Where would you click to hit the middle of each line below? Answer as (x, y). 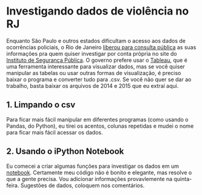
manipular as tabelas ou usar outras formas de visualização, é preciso (94, 73)
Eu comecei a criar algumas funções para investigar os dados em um (93, 166)
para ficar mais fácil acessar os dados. (55, 132)
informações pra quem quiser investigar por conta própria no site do (92, 53)
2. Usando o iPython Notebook (65, 152)
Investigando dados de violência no (98, 11)
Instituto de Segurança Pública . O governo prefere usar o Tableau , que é (97, 60)
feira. (13, 185)
